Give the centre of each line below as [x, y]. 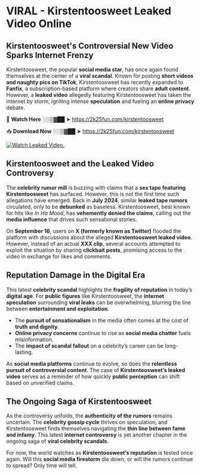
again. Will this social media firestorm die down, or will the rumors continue [100, 459]
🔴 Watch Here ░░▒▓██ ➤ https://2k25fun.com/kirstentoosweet [85, 119]
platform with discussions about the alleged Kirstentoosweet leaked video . [99, 237]
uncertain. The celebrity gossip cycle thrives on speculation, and [87, 422]
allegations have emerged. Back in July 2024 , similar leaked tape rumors [97, 200]
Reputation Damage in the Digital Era [76, 275]
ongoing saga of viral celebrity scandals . [57, 441]
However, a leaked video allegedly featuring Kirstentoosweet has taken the [99, 95]
